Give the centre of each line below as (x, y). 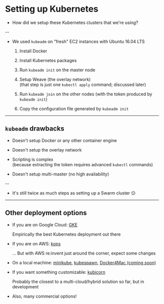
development (25, 286)
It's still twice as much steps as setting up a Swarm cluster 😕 (74, 193)
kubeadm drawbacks (35, 129)
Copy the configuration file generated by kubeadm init (74, 109)
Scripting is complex (33, 159)
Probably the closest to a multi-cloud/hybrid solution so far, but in (78, 282)
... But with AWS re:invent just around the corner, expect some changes (84, 253)
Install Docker (33, 51)
